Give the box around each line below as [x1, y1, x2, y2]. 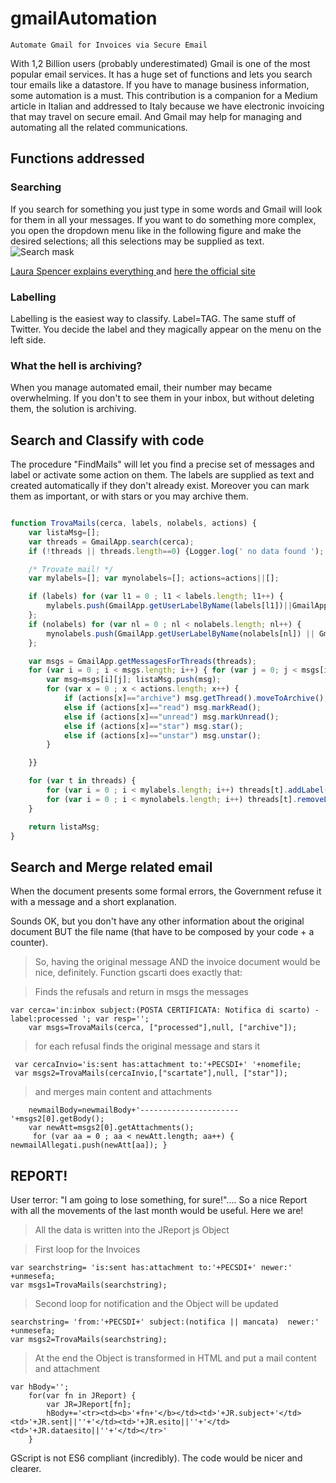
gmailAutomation [10, 7, 158, 30]
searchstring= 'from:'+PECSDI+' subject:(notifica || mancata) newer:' [10, 1317, 320, 1327]
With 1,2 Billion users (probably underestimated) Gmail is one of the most [10, 57, 311, 69]
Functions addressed [10, 150, 145, 167]
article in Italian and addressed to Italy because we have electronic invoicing [10, 100, 325, 112]
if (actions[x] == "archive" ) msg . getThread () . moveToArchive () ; [63, 693, 329, 704]
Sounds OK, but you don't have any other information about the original [10, 915, 305, 927]
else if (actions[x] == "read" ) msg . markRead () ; [63, 702, 262, 712]
